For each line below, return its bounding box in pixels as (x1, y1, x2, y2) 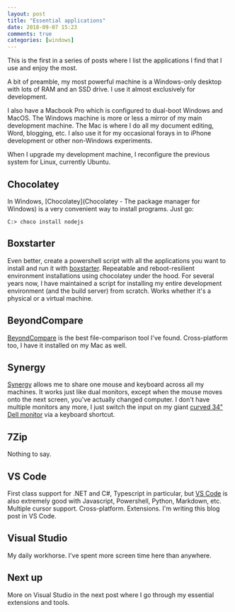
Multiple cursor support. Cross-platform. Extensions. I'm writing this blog (7, 504, 220, 513)
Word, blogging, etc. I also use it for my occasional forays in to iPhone (7, 129, 212, 138)
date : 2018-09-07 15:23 (7, 23, 78, 30)
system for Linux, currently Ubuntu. (7, 157, 111, 167)
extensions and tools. (7, 598, 70, 606)
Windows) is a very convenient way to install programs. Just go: (7, 204, 194, 213)
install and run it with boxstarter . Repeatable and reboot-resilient (7, 264, 195, 272)
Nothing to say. (7, 450, 52, 458)
